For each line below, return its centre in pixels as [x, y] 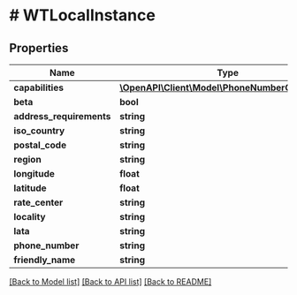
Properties [39, 48]
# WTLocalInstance [83, 15]
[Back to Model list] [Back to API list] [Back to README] [110, 282]
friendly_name [45, 260]
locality [30, 217]
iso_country [39, 131]
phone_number [46, 246]
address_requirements [62, 116]
